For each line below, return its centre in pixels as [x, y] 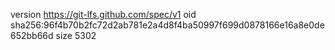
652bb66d [32, 35]
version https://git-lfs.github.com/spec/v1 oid [103, 14]
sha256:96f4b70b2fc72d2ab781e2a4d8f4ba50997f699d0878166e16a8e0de [167, 25]
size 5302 [76, 35]
